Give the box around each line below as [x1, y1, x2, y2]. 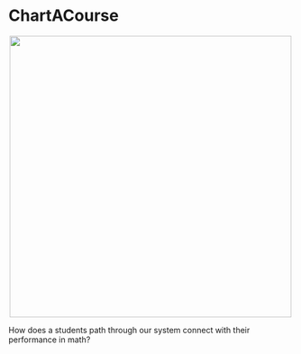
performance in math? [8, 334, 91, 345]
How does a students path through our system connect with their [8, 324, 251, 335]
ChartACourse [8, 5, 119, 26]
